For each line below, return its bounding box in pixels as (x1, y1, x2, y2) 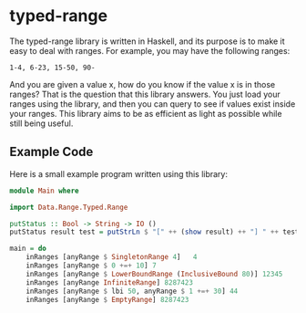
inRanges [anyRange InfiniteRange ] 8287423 (25, 277, 194, 287)
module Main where (9, 186, 79, 195)
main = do (9, 244, 47, 254)
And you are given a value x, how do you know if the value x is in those (9, 78, 276, 89)
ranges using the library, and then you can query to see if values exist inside (9, 98, 296, 110)
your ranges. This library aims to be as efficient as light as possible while (9, 108, 282, 119)
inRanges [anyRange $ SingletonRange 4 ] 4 (25, 253, 198, 262)
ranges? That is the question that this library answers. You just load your (9, 89, 280, 99)
